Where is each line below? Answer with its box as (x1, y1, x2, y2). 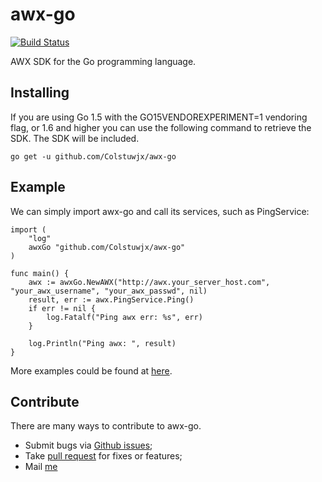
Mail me (24, 461, 58, 473)
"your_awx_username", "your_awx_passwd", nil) (10, 286, 208, 296)
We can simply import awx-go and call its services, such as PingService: (10, 205, 310, 217)
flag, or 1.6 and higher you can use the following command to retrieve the (10, 121, 312, 133)
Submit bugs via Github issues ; (24, 439, 153, 452)
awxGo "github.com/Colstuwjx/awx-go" (28, 242, 186, 252)
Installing (10, 84, 70, 102)
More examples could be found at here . (10, 364, 173, 377)
